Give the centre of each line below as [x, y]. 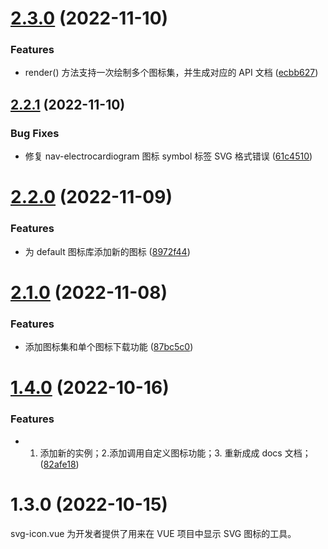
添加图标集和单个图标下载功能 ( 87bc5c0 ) [109, 347]
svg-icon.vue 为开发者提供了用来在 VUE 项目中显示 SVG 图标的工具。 [153, 533]
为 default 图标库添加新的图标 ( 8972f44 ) [107, 251]
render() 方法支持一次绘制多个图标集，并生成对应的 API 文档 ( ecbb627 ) [171, 73]
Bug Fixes [35, 133]
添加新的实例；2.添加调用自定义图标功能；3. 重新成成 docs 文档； [175, 453]
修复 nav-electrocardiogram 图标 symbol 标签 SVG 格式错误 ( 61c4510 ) [168, 156]
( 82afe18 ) [59, 464]
